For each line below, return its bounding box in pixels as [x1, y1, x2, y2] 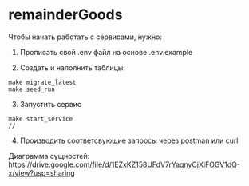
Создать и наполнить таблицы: [19, 62, 126, 73]
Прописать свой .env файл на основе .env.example [19, 47, 193, 57]
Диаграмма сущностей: [8, 151, 90, 160]
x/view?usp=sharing [8, 168, 76, 177]
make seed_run [8, 85, 56, 93]
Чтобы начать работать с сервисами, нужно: [8, 32, 162, 42]
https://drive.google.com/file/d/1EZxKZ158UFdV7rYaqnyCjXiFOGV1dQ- [8, 160, 241, 169]
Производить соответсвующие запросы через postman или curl [19, 136, 239, 145]
